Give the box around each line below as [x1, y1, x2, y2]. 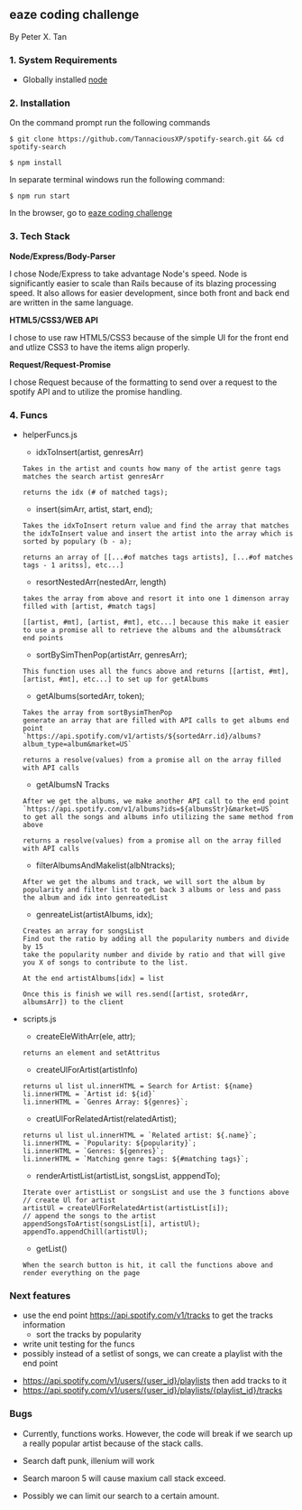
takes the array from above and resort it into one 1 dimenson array [22, 594, 290, 603]
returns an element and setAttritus [22, 1049, 160, 1058]
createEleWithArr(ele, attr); [35, 1031, 136, 1041]
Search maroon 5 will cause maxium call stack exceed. [22, 1472, 226, 1484]
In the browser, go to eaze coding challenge [9, 208, 173, 219]
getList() [35, 1244, 68, 1254]
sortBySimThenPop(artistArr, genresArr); [35, 649, 188, 660]
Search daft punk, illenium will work [22, 1455, 155, 1466]
